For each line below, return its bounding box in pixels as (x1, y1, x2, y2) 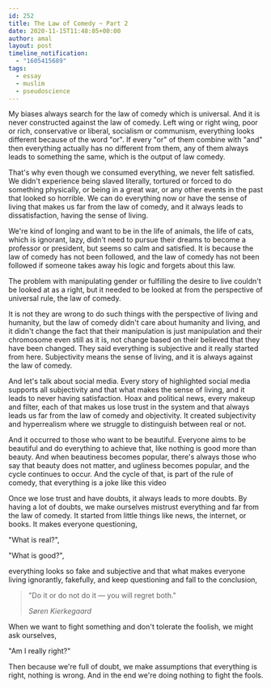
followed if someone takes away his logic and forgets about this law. (8, 260, 236, 271)
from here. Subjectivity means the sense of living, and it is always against (8, 352, 253, 362)
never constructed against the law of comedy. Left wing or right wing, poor (8, 118, 259, 128)
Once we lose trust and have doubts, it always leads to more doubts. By (8, 494, 248, 504)
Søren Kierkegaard (28, 606, 91, 616)
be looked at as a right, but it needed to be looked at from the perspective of (8, 285, 263, 295)
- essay (15, 72, 42, 80)
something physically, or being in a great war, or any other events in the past (8, 185, 264, 195)
